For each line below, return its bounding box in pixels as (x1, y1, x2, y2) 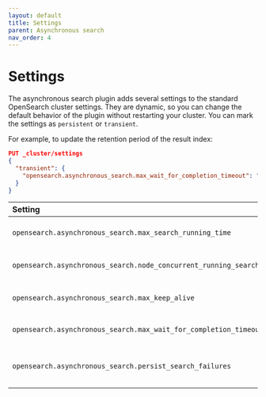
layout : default (8, 11, 62, 20)
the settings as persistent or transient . (8, 119, 139, 129)
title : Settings (8, 19, 62, 27)
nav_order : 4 (8, 33, 51, 42)
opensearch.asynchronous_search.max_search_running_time (12, 229, 231, 237)
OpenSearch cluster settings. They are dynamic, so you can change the (8, 102, 242, 112)
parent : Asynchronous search (8, 26, 104, 34)
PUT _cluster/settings (8, 149, 83, 158)
